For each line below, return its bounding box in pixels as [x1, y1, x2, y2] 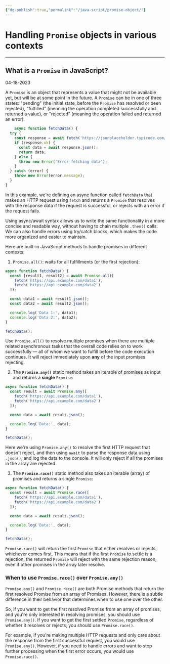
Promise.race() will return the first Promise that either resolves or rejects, [5, 546, 157, 552]
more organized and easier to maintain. [5, 234, 87, 240]
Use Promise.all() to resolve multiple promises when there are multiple [5, 338, 155, 344]
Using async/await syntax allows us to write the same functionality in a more [5, 217, 165, 224]
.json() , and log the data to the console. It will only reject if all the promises [5, 455, 163, 461]
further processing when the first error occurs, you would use [5, 648, 134, 654]
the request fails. [5, 208, 40, 214]
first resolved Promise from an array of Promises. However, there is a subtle [5, 591, 163, 597]
